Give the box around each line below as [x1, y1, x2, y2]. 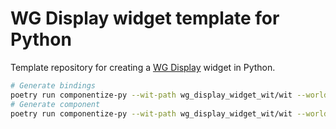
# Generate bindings [10, 80, 97, 91]
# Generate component [10, 99, 101, 109]
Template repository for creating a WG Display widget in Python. [10, 61, 276, 73]
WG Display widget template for [10, 7, 280, 30]
